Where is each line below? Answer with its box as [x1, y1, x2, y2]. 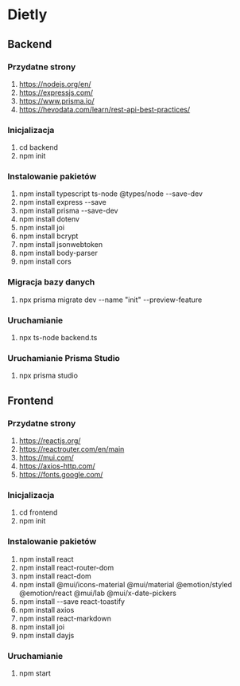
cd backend [18, 143, 59, 152]
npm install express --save [18, 198, 106, 207]
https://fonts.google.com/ [18, 470, 103, 480]
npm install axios [18, 605, 75, 614]
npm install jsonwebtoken [18, 240, 103, 249]
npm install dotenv [18, 214, 80, 224]
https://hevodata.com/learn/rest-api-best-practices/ [18, 104, 191, 114]
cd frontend [18, 508, 58, 517]
